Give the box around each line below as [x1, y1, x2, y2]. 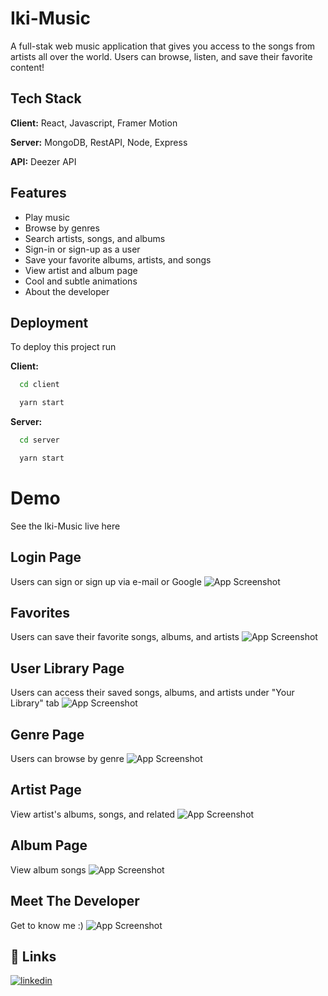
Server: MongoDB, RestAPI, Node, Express [10, 136, 188, 148]
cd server [19, 435, 60, 446]
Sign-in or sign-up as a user [24, 243, 141, 255]
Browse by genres [24, 222, 100, 234]
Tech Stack [10, 90, 82, 107]
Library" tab [10, 697, 60, 709]
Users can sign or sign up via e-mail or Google [10, 575, 202, 587]
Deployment [10, 314, 89, 331]
